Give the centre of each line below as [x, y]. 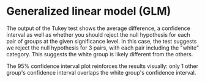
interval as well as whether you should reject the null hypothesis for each [99, 34]
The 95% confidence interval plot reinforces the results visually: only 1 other [102, 66]
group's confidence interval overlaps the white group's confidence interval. [101, 72]
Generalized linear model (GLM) [89, 11]
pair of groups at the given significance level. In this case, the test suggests [102, 41]
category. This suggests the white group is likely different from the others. [100, 54]
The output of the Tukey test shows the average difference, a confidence [99, 28]
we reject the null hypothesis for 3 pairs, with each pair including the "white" [103, 48]
